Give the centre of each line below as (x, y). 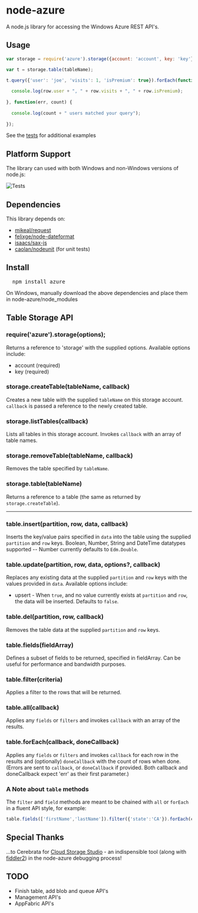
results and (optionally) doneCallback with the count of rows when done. (93, 761)
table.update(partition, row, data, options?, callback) (83, 564)
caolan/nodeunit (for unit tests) (52, 249)
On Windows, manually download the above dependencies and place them (97, 293)
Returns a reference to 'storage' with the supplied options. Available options (98, 347)
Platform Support (38, 154)
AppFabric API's (34, 903)
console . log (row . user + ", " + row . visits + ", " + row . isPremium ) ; (97, 91)
